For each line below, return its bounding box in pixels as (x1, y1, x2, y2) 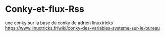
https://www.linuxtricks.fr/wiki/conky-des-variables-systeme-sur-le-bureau (5, 25, 160, 31)
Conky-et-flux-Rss (5, 3, 84, 15)
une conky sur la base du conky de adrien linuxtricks (5, 20, 113, 26)
